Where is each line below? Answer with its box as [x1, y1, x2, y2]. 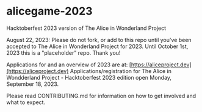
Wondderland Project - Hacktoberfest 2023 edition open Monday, [6, 74, 172, 81]
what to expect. [6, 99, 46, 106]
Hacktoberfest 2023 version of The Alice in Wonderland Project [6, 24, 167, 32]
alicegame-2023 [6, 4, 93, 18]
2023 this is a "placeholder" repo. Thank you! [6, 49, 121, 56]
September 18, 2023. [6, 80, 59, 88]
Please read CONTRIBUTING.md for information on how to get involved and [6, 92, 197, 99]
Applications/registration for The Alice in [70, 67, 172, 74]
